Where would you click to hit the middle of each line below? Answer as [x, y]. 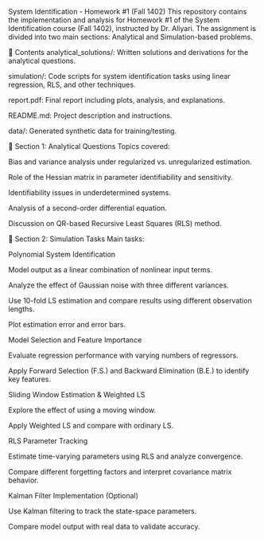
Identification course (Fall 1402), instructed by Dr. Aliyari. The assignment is [132, 28]
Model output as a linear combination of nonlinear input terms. [111, 269]
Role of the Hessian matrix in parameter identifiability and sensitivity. [120, 177]
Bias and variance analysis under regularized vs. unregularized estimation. [130, 162]
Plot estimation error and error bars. [67, 324]
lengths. [21, 309]
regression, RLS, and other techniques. [72, 84]
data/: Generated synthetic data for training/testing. [93, 131]
